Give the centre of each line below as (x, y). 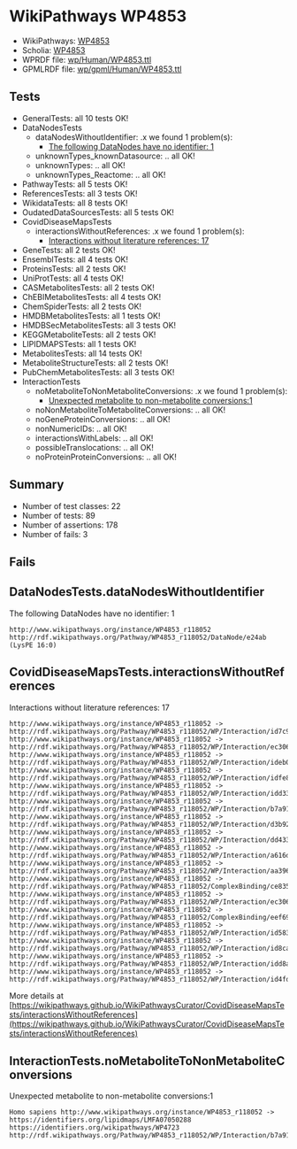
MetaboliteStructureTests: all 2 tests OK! (95, 362)
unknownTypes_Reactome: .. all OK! (100, 174)
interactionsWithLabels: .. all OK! (94, 438)
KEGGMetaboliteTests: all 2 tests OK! (89, 335)
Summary (37, 485)
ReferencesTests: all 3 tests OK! (80, 193)
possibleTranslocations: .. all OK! (95, 447)
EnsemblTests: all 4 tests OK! (75, 259)
